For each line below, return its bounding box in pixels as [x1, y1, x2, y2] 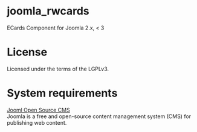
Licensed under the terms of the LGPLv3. [7, 65, 109, 72]
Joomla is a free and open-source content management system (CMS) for [7, 113, 192, 120]
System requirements [7, 86, 118, 100]
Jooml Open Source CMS [7, 106, 70, 113]
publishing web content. [7, 119, 67, 126]
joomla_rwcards [7, 4, 89, 18]
